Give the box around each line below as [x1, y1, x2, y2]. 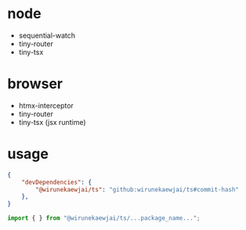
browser [7, 75, 63, 93]
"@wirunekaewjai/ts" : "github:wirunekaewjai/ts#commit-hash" [35, 185, 240, 193]
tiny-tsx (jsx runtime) [18, 117, 87, 126]
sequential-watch [18, 31, 76, 40]
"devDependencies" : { [21, 178, 92, 186]
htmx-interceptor [18, 100, 74, 110]
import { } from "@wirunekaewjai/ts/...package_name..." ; [7, 214, 201, 222]
